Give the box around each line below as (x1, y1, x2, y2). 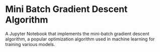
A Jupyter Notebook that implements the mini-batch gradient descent (5, 30, 149, 36)
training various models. (5, 41, 55, 47)
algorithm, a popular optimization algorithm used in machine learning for (5, 36, 155, 42)
